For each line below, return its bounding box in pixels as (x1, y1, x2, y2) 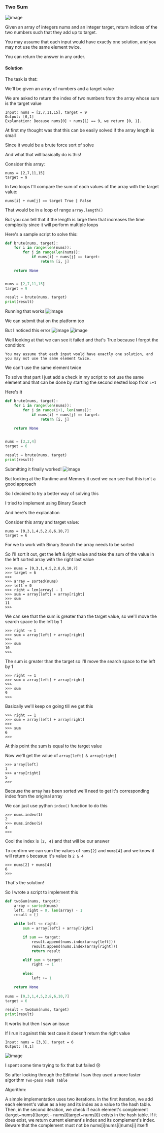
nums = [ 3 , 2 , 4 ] (5, 439, 36, 444)
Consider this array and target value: (5, 519, 80, 525)
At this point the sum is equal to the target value (5, 743, 102, 749)
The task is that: (5, 76, 38, 82)
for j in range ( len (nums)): (23, 250, 80, 255)
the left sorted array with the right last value (5, 556, 94, 562)
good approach (5, 481, 36, 487)
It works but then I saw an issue (5, 1021, 70, 1027)
